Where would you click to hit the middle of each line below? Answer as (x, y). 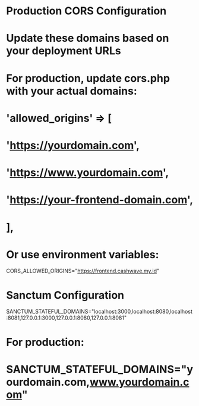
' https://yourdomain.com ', (73, 145)
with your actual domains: (72, 91)
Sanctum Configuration (65, 295)
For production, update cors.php (88, 78)
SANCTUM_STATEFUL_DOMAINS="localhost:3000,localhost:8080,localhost (99, 312)
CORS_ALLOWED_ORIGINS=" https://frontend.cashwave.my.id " (83, 271)
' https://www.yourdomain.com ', (88, 173)
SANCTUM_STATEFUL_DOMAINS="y (100, 369)
